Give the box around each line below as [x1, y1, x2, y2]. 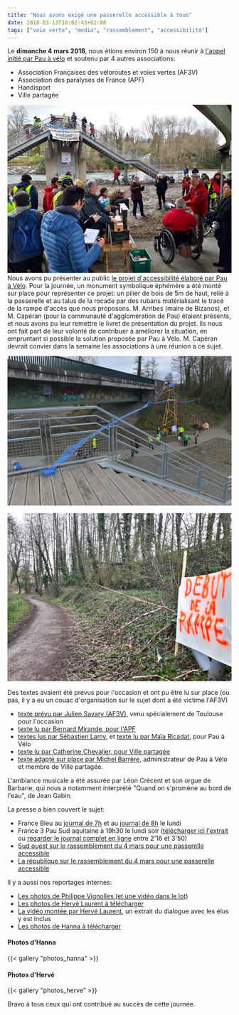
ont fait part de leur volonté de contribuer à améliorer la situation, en [7, 327, 208, 336]
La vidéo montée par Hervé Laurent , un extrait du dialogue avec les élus [17, 907, 229, 915]
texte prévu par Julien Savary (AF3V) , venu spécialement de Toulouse [17, 709, 223, 718]
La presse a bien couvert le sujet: [7, 804, 105, 814]
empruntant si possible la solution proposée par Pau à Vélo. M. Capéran [7, 334, 218, 343]
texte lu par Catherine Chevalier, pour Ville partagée [17, 747, 171, 755]
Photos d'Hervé [7, 970, 55, 979]
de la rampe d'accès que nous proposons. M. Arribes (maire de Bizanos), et [7, 304, 230, 313]
